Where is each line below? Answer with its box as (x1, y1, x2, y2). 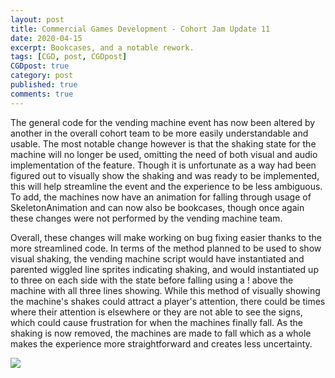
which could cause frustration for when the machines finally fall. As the (10, 316, 304, 328)
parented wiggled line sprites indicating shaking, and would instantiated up (10, 263, 319, 275)
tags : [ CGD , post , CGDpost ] (10, 52, 128, 62)
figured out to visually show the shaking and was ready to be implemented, (10, 169, 320, 181)
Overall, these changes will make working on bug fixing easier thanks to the (10, 231, 322, 243)
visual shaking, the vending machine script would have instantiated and (10, 252, 305, 265)
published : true (10, 80, 78, 90)
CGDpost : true (10, 61, 70, 71)
